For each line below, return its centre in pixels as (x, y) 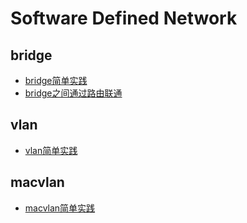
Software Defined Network (124, 18)
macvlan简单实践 (60, 208)
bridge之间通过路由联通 (73, 93)
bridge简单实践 (56, 80)
